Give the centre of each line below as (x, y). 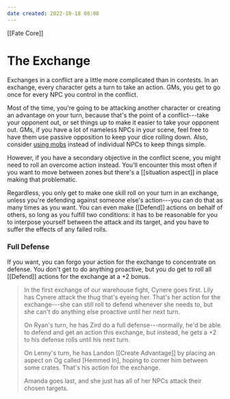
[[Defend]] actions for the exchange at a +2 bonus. (79, 276)
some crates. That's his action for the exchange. (92, 367)
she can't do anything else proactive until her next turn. (102, 311)
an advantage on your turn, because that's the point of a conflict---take (108, 115)
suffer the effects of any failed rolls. (57, 229)
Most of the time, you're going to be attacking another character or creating (114, 108)
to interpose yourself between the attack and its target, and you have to (108, 222)
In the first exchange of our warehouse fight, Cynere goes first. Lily (118, 290)
